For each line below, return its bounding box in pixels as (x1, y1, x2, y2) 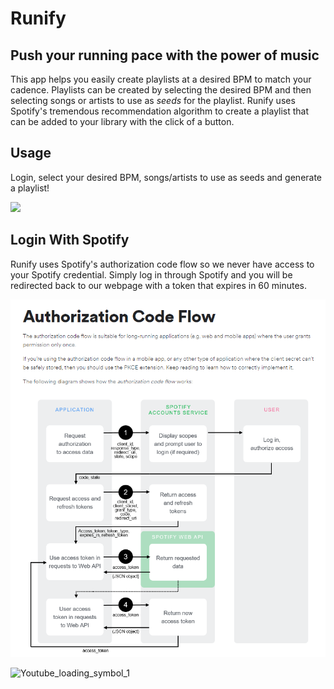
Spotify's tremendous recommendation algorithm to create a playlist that (10, 105, 310, 117)
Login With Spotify (10, 232, 130, 249)
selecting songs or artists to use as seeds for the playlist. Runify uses (10, 95, 296, 106)
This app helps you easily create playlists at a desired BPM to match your (10, 73, 312, 85)
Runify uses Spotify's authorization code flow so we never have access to (10, 258, 315, 270)
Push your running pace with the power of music (10, 47, 320, 64)
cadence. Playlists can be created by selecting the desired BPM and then (10, 84, 312, 96)
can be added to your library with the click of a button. (10, 116, 235, 127)
